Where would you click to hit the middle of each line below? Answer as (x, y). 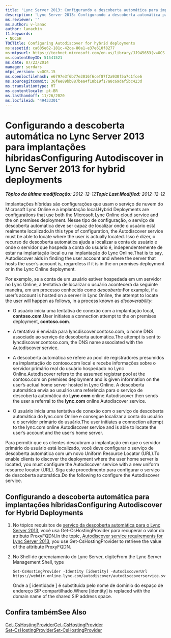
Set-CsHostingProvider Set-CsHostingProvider (54, 630)
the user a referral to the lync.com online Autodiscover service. (79, 401)
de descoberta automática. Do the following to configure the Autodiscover (82, 475)
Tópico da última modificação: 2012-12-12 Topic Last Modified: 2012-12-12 (85, 194)
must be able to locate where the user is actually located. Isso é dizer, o (80, 237)
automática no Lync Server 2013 (75, 136)
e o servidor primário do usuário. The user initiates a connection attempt (88, 422)
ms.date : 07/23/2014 (27, 62)
